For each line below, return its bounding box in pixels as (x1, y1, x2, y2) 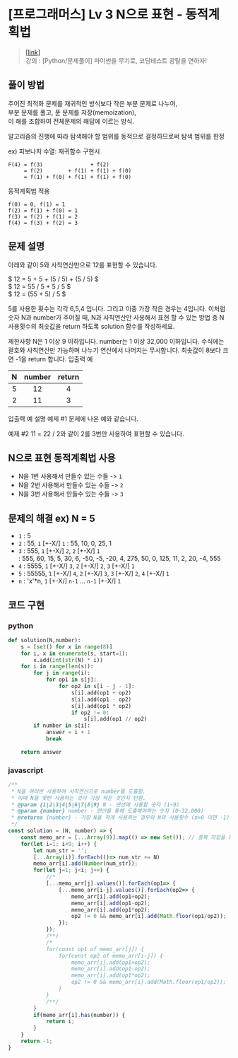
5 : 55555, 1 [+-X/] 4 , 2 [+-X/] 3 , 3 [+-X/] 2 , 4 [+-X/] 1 (18, 569, 169, 578)
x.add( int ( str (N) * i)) (33, 656, 103, 663)
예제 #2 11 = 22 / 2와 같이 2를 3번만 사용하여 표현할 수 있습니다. (8, 429, 184, 438)
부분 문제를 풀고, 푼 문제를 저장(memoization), (8, 107, 137, 117)
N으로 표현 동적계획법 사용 (8, 452, 116, 464)
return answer (20, 748, 62, 755)
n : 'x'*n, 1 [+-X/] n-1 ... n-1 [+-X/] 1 (18, 577, 121, 586)
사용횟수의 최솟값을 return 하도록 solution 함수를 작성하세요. (8, 322, 175, 330)
